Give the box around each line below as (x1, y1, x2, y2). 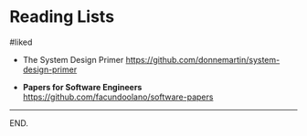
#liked (9, 37, 33, 47)
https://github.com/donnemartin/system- (125, 54, 281, 65)
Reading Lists (9, 6, 115, 27)
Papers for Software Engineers (22, 81, 143, 92)
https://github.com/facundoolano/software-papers (22, 91, 214, 102)
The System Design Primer (22, 54, 124, 65)
